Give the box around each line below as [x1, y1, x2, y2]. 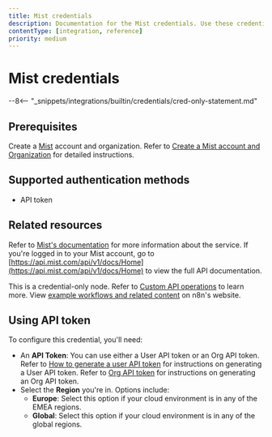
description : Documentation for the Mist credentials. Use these [8, 19, 233, 28]
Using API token [8, 314, 91, 328]
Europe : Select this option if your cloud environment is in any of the [32, 394, 257, 404]
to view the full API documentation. [145, 265, 262, 276]
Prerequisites [8, 119, 78, 134]
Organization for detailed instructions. [8, 150, 135, 159]
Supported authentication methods [8, 174, 190, 187]
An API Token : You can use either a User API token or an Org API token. [19, 350, 260, 361]
